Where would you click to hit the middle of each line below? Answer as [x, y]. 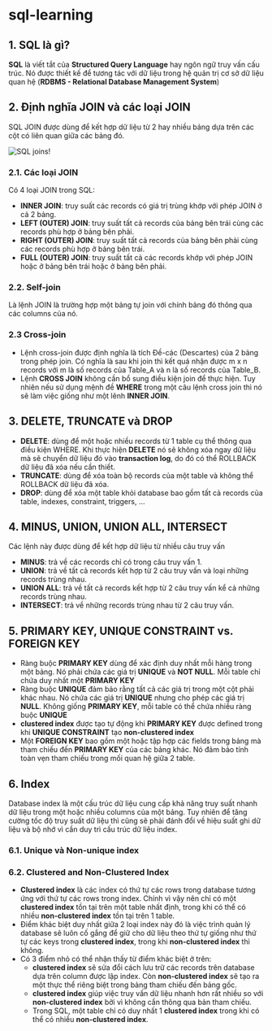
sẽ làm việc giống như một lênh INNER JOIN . [95, 395]
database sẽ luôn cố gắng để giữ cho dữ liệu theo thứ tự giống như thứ [138, 933]
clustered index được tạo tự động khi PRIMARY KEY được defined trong [141, 724]
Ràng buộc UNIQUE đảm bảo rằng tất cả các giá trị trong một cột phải [137, 690]
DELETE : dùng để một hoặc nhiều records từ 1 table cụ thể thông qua [136, 441]
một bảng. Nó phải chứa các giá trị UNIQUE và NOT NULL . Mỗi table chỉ [140, 672]
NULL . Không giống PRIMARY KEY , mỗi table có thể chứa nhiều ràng [136, 707]
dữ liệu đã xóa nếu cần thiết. [68, 467]
